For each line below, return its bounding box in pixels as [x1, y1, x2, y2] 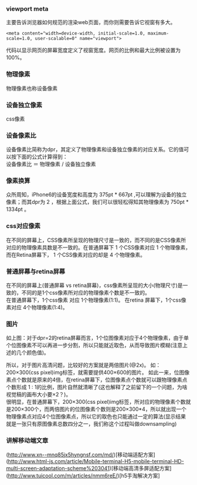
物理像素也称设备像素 [6, 85, 57, 92]
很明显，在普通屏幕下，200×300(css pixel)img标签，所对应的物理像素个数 [6, 399, 186, 406]
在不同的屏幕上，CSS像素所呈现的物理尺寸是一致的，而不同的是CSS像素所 [6, 236, 186, 243]
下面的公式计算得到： [16, 153, 68, 160]
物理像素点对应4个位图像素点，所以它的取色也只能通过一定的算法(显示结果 [6, 413, 186, 420]
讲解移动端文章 [6, 437, 49, 445]
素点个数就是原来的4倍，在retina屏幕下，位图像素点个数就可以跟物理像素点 [6, 376, 188, 383]
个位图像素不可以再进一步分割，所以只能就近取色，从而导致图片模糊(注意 [6, 342, 183, 349]
